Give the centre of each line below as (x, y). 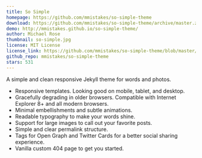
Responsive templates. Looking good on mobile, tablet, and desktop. (100, 91)
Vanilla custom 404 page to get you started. (69, 148)
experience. (30, 142)
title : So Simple (28, 12)
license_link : (24, 51)
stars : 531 (20, 62)
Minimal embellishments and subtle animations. (74, 110)
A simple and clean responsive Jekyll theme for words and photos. (89, 79)
